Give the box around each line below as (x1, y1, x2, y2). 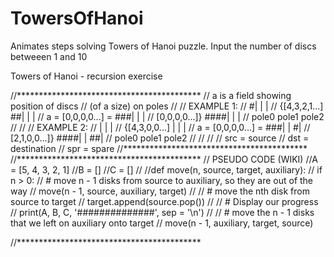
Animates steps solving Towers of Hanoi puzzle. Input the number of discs (10, 40, 317, 52)
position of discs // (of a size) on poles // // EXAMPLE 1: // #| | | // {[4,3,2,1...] (10, 100, 324, 112)
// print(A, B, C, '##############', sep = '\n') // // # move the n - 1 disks (10, 206, 315, 218)
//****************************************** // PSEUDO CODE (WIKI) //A (10, 153, 318, 165)
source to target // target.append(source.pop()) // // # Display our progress (10, 195, 319, 207)
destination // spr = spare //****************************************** (10, 142, 308, 154)
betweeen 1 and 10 (10, 50, 88, 62)
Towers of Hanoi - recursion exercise (10, 70, 163, 82)
